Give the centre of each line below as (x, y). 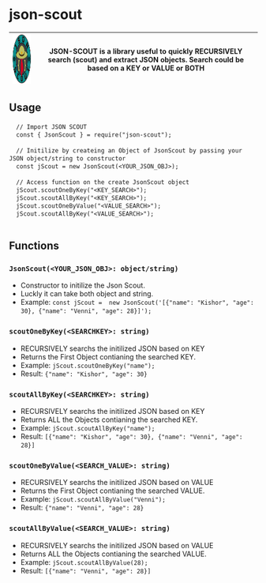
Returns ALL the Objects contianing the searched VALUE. (114, 554)
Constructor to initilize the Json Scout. (82, 285)
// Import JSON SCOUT (52, 127)
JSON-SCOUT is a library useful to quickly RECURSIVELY (146, 51)
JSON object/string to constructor (67, 158)
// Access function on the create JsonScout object (103, 182)
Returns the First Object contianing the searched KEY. (108, 356)
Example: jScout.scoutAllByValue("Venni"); (93, 499)
